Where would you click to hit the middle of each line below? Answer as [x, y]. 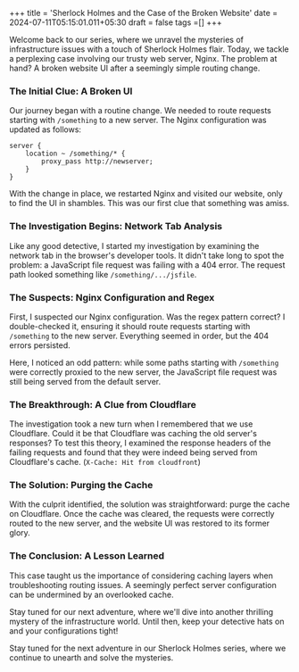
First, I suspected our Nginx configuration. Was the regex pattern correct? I [147, 317]
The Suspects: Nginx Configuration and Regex [112, 297]
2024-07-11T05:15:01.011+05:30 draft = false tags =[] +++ [116, 22]
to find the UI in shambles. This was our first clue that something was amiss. [149, 203]
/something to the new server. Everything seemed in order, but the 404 [139, 336]
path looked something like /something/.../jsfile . [103, 274]
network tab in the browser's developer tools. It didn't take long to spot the [147, 255]
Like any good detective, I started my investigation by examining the [134, 245]
